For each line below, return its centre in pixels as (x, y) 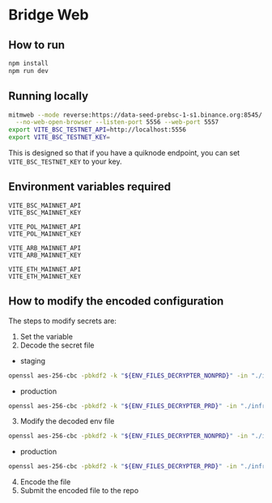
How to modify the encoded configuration (116, 301)
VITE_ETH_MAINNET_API (45, 269)
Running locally (49, 96)
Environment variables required (90, 187)
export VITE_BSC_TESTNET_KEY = (59, 138)
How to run (37, 45)
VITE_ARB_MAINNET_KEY (45, 255)
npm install (28, 63)
